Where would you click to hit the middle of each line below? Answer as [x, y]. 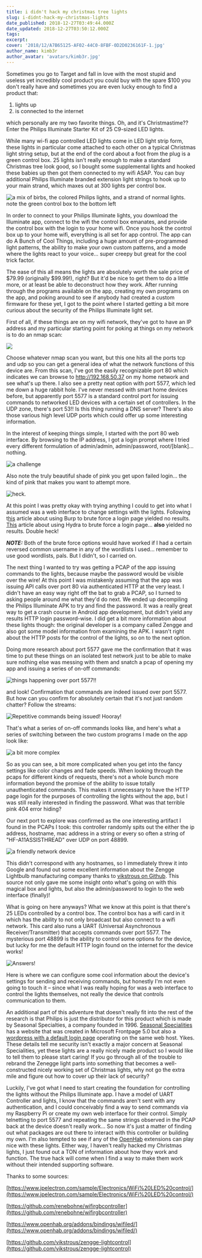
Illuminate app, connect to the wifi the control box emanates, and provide [97, 222]
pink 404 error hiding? [34, 809]
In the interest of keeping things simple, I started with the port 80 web [93, 433]
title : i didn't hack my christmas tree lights [67, 12]
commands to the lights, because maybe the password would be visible [95, 573]
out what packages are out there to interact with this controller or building [97, 1132]
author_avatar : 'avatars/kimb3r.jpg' [54, 57]
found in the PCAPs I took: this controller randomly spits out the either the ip [100, 827]
